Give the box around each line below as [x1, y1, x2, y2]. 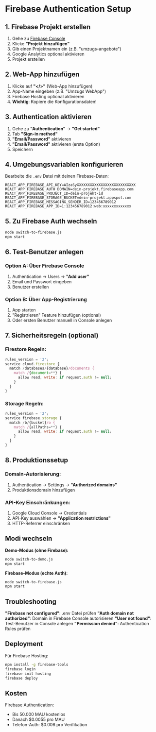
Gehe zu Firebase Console [12, 35, 66, 41]
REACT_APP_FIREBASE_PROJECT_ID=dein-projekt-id [5, 191, 104, 196]
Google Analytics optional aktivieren [12, 51, 85, 57]
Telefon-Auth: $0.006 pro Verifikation [12, 722, 87, 728]
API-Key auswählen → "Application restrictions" [12, 515, 111, 521]
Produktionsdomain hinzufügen [12, 487, 75, 493]
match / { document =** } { [14, 371, 62, 375]
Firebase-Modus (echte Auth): [5, 570, 68, 576]
